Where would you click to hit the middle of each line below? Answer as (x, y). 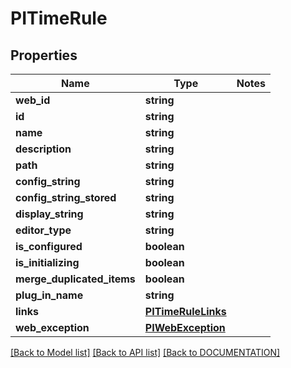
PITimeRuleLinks (185, 311)
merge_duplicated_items (75, 279)
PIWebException (185, 327)
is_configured (49, 246)
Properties (44, 55)
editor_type (43, 230)
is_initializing (47, 262)
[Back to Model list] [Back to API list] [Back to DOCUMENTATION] (145, 352)
